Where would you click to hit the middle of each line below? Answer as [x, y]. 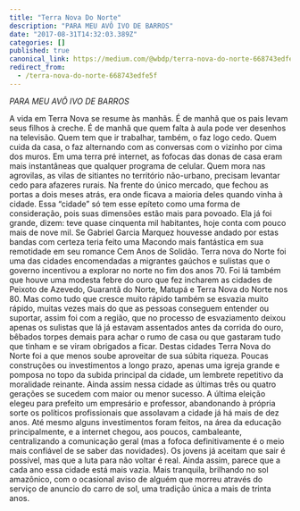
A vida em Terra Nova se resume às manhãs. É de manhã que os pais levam [149, 118]
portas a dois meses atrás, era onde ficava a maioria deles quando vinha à [146, 194]
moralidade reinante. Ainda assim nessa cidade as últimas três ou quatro [143, 384]
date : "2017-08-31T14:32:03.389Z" [74, 34]
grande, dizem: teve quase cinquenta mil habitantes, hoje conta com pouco [148, 222]
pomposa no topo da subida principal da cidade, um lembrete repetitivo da [146, 374]
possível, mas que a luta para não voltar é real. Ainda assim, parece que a [145, 460]
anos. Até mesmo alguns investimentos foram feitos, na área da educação [146, 422]
